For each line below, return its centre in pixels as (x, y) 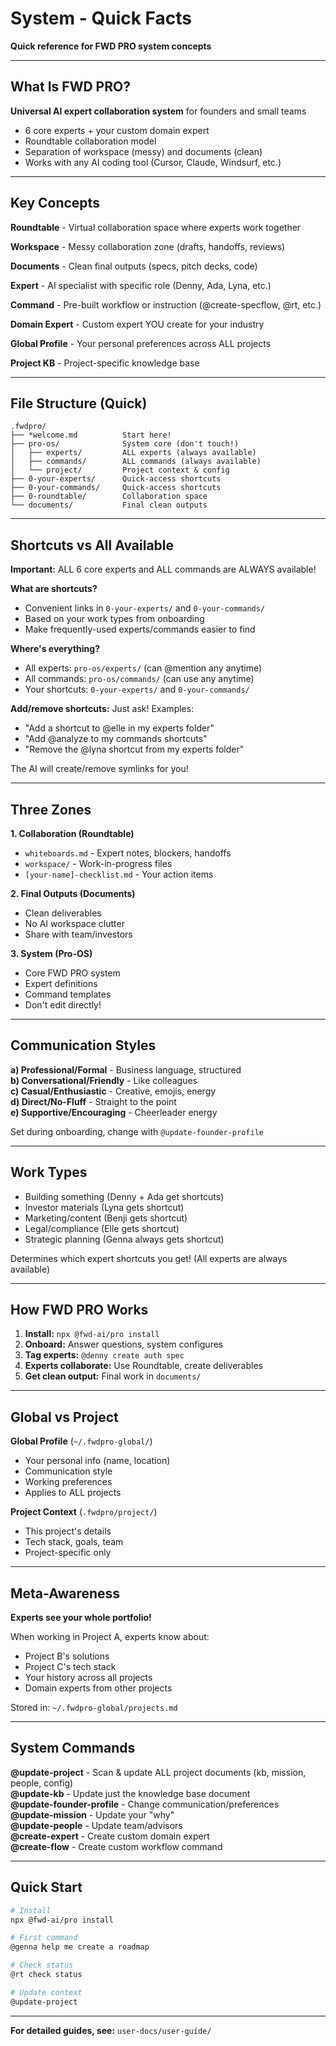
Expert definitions (61, 983)
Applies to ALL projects (73, 1493)
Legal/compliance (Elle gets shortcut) (102, 1228)
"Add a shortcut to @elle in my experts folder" (119, 728)
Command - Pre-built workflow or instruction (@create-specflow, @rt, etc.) (166, 304)
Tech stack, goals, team (74, 1542)
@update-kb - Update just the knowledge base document (130, 1793)
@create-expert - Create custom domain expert (110, 1836)
